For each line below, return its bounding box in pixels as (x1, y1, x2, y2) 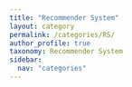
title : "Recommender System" (9, 13, 119, 23)
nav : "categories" (17, 64, 88, 73)
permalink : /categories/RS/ (9, 30, 116, 39)
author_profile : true (9, 38, 91, 48)
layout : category (9, 22, 75, 31)
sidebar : (9, 55, 42, 64)
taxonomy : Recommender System (9, 47, 124, 56)
